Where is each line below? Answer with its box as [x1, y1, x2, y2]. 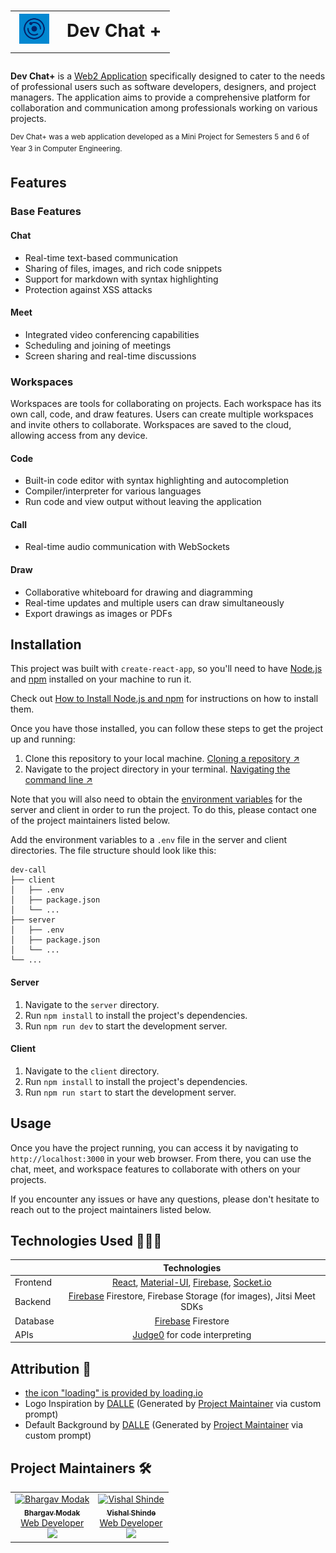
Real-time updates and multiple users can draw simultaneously [24, 596, 285, 609]
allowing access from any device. [10, 430, 148, 442]
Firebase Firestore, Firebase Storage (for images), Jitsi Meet [68, 1290, 316, 1302]
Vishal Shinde [106, 1508, 157, 1518]
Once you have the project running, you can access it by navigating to [10, 1141, 299, 1154]
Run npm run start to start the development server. [24, 1086, 237, 1098]
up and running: [10, 733, 76, 745]
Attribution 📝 [10, 1360, 92, 1377]
